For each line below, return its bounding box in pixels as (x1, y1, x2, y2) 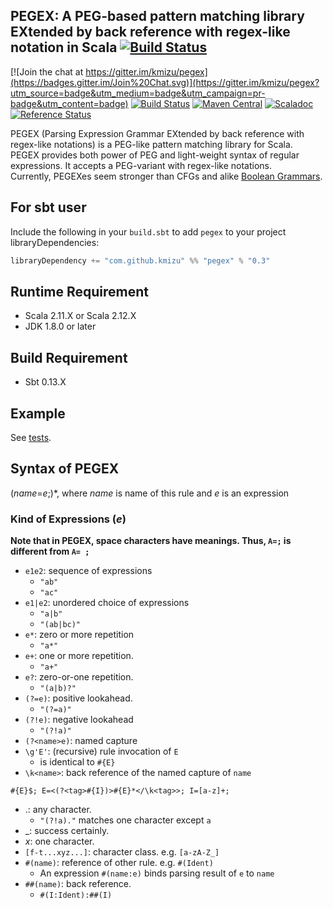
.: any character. (24, 804, 92, 816)
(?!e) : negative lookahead (24, 714, 134, 726)
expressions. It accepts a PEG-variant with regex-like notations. (10, 159, 272, 171)
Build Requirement (10, 349, 128, 366)
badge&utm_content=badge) (10, 97, 129, 109)
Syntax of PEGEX (10, 460, 120, 478)
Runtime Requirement (10, 283, 150, 300)
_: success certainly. (24, 825, 110, 837)
